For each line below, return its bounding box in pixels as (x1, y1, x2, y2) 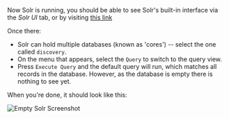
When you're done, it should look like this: (7, 90, 127, 99)
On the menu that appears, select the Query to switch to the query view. (17, 55, 223, 63)
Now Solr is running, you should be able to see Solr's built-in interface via (7, 6, 219, 14)
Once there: (7, 27, 42, 35)
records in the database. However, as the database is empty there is (17, 70, 214, 78)
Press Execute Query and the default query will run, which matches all (17, 63, 217, 70)
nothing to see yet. (17, 77, 72, 86)
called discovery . (17, 48, 67, 56)
